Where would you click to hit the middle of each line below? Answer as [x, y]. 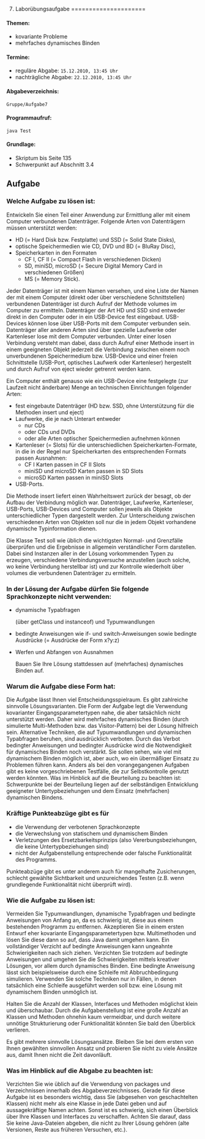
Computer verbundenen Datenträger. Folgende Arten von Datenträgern [96, 221]
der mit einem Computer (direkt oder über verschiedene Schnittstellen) [96, 297]
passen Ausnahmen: [41, 458]
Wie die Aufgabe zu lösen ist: [51, 900]
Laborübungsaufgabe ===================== [80, 9]
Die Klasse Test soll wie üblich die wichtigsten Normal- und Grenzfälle [95, 540]
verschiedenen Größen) [54, 272]
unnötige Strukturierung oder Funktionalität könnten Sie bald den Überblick [101, 1023]
